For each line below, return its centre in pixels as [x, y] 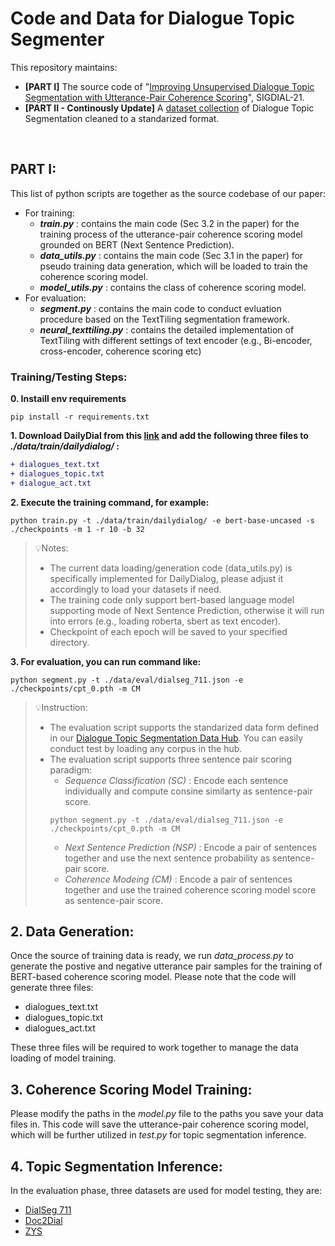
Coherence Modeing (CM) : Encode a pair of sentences [178, 879]
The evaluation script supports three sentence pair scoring [170, 759]
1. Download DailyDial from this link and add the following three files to [159, 436]
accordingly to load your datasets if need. [135, 589]
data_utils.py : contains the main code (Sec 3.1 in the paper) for [171, 255]
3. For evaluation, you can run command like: [106, 661]
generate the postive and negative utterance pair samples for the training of [166, 966]
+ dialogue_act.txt [51, 483]
